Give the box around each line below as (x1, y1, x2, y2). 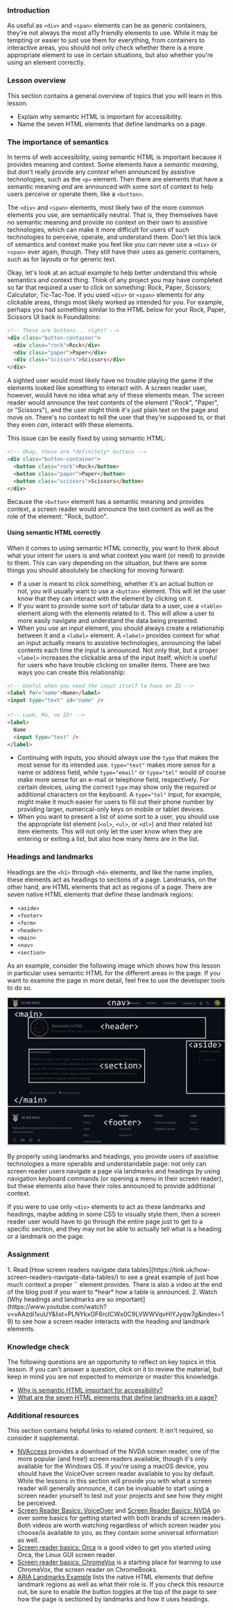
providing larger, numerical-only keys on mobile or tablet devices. (17, 805, 205, 813)
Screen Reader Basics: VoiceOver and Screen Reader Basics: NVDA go (17, 1506, 221, 1515)
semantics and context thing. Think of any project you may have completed (7, 275, 223, 284)
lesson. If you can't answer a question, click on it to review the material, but (7, 1365, 223, 1373)
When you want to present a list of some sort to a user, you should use (17, 813, 220, 821)
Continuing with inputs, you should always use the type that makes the (17, 754, 219, 762)
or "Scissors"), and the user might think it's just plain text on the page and (7, 406, 218, 414)
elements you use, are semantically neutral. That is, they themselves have (7, 211, 218, 219)
